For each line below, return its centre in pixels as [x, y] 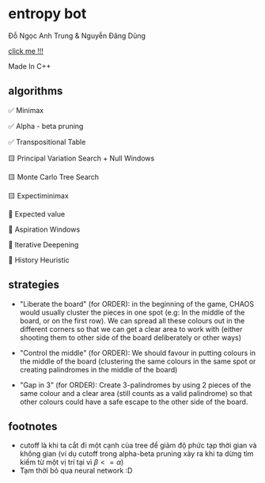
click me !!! [26, 51]
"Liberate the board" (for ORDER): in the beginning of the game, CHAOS [137, 304]
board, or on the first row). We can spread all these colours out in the [132, 320]
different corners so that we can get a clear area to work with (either [131, 329]
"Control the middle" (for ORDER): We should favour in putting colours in [137, 353]
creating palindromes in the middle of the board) [98, 369]
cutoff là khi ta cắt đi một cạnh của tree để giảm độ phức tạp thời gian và [138, 445]
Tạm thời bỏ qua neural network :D [76, 470]
